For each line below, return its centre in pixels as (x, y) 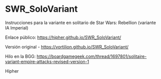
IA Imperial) (17, 27)
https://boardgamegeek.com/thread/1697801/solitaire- (92, 56)
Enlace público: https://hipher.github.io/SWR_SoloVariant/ (63, 37)
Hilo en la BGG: (20, 56)
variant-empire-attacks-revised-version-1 (47, 61)
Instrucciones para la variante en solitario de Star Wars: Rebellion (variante (80, 23)
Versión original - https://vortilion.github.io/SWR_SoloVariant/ (67, 47)
